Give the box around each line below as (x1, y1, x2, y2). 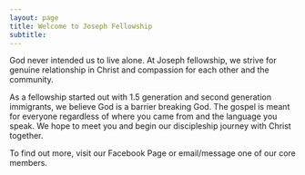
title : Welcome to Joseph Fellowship (9, 22, 153, 31)
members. (9, 158, 48, 169)
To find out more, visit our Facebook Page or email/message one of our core (9, 148, 296, 159)
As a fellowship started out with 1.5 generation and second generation (9, 92, 271, 102)
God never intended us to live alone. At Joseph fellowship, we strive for (9, 55, 277, 66)
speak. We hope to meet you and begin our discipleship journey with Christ (9, 121, 291, 131)
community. (9, 74, 54, 85)
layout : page (9, 13, 59, 23)
